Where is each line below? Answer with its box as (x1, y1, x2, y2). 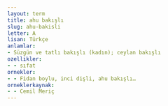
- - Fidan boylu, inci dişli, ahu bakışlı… (7, 75, 136, 82)
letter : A (7, 29, 36, 37)
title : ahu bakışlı (7, 17, 64, 24)
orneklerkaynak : (7, 82, 55, 89)
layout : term (7, 10, 45, 17)
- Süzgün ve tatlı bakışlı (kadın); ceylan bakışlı (7, 50, 161, 56)
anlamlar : (7, 43, 36, 50)
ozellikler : (7, 56, 42, 63)
